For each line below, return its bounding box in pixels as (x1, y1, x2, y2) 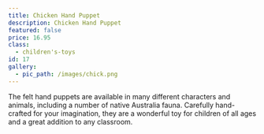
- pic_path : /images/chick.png (15, 70, 118, 78)
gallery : (8, 63, 37, 71)
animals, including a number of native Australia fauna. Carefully (8, 100, 214, 110)
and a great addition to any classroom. (8, 117, 133, 126)
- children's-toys (15, 48, 76, 56)
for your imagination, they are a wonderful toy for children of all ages (32, 108, 257, 118)
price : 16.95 (8, 33, 51, 42)
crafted (8, 108, 32, 118)
